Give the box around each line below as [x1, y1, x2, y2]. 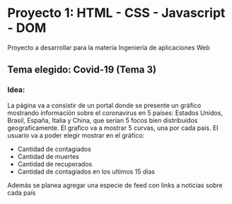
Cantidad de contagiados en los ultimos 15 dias [17, 167, 156, 176]
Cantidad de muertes [17, 152, 79, 160]
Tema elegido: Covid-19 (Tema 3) [7, 64, 157, 76]
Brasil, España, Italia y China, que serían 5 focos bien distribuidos [7, 116, 198, 124]
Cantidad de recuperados [17, 160, 93, 168]
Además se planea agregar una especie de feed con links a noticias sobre [7, 181, 223, 189]
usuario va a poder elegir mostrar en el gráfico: [7, 131, 145, 139]
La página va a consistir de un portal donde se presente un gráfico [7, 101, 202, 109]
